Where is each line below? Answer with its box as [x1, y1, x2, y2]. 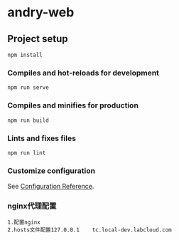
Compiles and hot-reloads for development [7, 68, 160, 78]
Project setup [7, 33, 69, 45]
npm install [7, 51, 43, 58]
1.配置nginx [7, 219, 40, 226]
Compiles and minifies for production [7, 100, 139, 110]
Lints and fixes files [7, 133, 77, 143]
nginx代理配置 [7, 201, 57, 211]
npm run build [7, 117, 50, 124]
